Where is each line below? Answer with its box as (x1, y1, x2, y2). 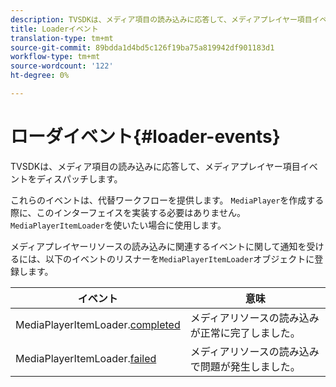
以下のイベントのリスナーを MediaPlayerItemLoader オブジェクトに (44, 252, 315, 265)
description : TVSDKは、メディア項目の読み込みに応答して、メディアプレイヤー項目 (10, 14, 313, 25)
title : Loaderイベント (10, 24, 99, 34)
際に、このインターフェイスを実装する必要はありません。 (10, 206, 246, 218)
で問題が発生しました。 (189, 359, 301, 373)
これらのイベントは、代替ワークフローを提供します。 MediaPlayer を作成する (10, 194, 325, 206)
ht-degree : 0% (10, 71, 70, 81)
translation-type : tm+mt (10, 33, 114, 43)
